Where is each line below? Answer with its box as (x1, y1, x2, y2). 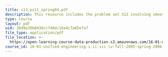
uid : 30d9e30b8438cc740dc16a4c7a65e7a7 (5, 26, 88, 31)
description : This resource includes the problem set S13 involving (5, 12, 151, 17)
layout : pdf (5, 21, 30, 26)
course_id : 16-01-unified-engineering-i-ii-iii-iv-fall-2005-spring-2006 (5, 44, 162, 49)
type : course (5, 16, 32, 21)
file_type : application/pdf (5, 30, 64, 35)
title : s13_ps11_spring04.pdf (5, 7, 68, 12)
